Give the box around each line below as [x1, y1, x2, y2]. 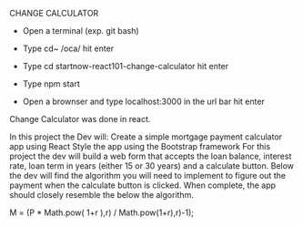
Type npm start [22, 78, 80, 89]
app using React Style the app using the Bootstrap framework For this [9, 141, 271, 151]
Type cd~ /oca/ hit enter [22, 43, 115, 54]
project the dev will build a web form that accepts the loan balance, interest [9, 150, 292, 161]
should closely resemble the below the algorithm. [9, 190, 194, 200]
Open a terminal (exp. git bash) [22, 26, 139, 36]
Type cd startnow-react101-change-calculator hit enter [22, 61, 229, 71]
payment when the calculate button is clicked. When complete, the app [9, 180, 276, 191]
